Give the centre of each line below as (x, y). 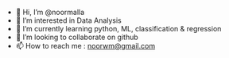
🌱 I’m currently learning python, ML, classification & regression (118, 29)
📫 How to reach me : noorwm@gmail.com (85, 46)
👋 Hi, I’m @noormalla (50, 12)
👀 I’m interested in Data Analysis (68, 20)
